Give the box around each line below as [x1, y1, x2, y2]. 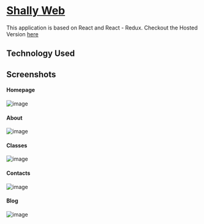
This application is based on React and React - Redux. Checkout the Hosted [6, 24, 198, 31]
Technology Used [6, 48, 75, 59]
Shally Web [6, 4, 66, 18]
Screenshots [6, 69, 56, 80]
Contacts [6, 169, 31, 177]
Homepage [6, 87, 36, 94]
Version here [6, 30, 39, 37]
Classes [6, 142, 28, 149]
